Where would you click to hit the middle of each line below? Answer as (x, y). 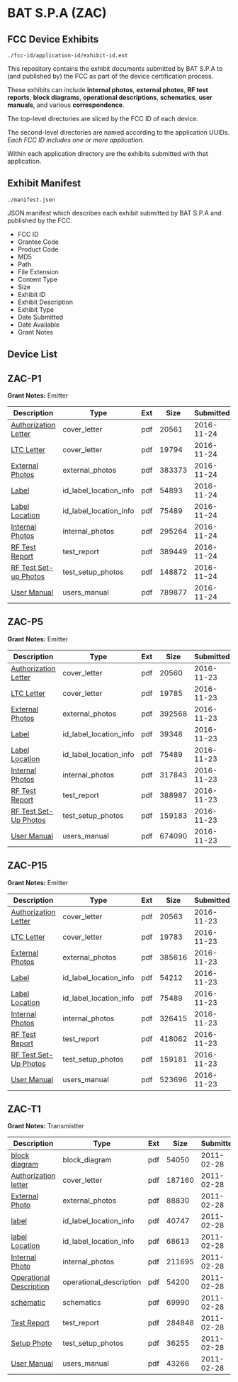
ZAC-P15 (27, 866)
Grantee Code (38, 242)
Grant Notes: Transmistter (46, 1126)
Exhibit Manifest (44, 183)
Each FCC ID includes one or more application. (76, 140)
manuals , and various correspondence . (66, 105)
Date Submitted (40, 317)
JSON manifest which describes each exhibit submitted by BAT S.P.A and (114, 213)
